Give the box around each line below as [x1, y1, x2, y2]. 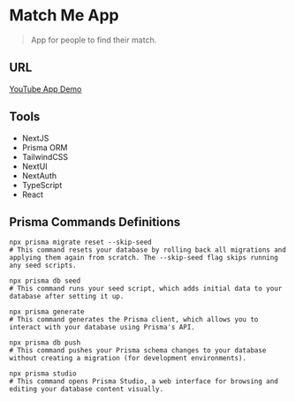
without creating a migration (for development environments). [9, 354, 247, 363]
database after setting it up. [9, 292, 125, 301]
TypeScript [21, 179, 63, 190]
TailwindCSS [21, 151, 69, 162]
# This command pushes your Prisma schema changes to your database [9, 346, 267, 355]
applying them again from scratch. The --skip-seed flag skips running [9, 254, 278, 262]
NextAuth [21, 170, 57, 181]
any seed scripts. [9, 262, 77, 270]
